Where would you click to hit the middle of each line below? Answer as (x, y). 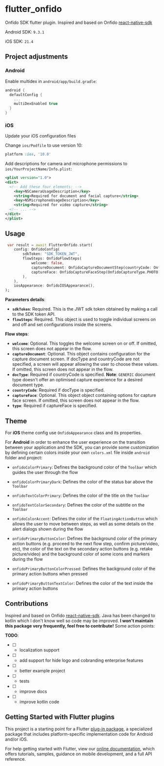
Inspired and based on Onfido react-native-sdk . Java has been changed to (80, 615)
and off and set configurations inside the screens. (62, 325)
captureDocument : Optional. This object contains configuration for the (81, 354)
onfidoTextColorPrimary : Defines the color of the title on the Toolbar (81, 495)
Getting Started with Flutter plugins (60, 717)
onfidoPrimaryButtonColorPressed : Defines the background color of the (84, 569)
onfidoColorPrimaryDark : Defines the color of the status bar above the (82, 482)
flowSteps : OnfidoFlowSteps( (52, 259)
